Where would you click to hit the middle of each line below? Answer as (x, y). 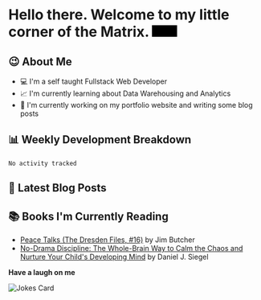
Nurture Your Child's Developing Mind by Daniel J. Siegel (114, 257)
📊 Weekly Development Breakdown (100, 140)
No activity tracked (43, 163)
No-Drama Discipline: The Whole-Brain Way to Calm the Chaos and (131, 249)
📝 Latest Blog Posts (57, 188)
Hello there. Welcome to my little (119, 15)
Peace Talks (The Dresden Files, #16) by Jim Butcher (107, 240)
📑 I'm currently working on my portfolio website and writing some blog (136, 105)
